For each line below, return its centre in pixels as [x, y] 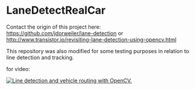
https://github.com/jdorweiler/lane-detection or [65, 33]
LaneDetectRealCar [56, 10]
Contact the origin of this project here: [54, 27]
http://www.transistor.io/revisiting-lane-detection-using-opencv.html [91, 39]
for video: [18, 69]
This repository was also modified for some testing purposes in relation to [98, 51]
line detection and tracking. [40, 57]
